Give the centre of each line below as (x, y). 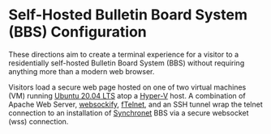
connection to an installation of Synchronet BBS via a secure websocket (129, 113)
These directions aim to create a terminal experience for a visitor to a (124, 54)
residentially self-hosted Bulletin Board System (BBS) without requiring (127, 63)
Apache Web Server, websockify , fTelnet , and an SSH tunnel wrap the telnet (135, 104)
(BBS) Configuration (78, 32)
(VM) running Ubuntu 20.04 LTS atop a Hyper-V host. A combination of (127, 95)
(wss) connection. (39, 121)
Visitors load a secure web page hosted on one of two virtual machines (127, 87)
